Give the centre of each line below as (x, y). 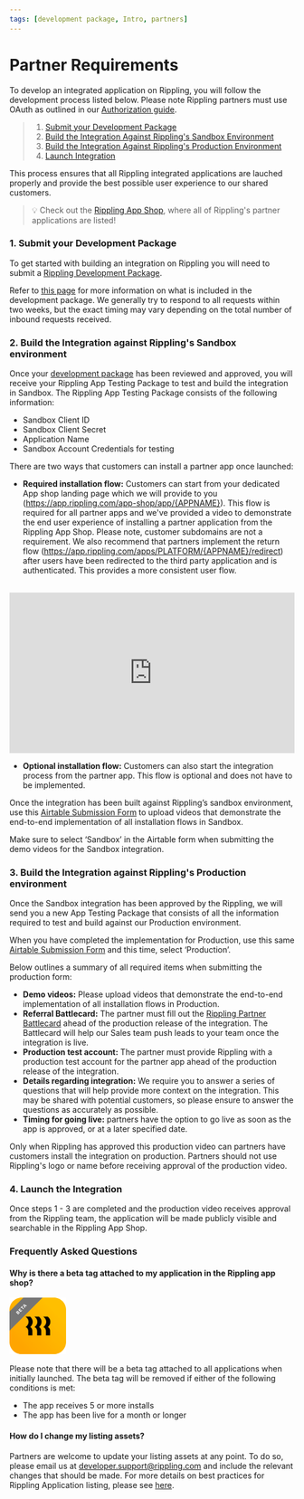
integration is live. (55, 1042)
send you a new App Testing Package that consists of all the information (144, 913)
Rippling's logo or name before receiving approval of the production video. (148, 1165)
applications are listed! (73, 220)
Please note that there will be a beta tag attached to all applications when (146, 1369)
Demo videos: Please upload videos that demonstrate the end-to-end (152, 994)
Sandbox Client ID (56, 420)
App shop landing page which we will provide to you (120, 494)
